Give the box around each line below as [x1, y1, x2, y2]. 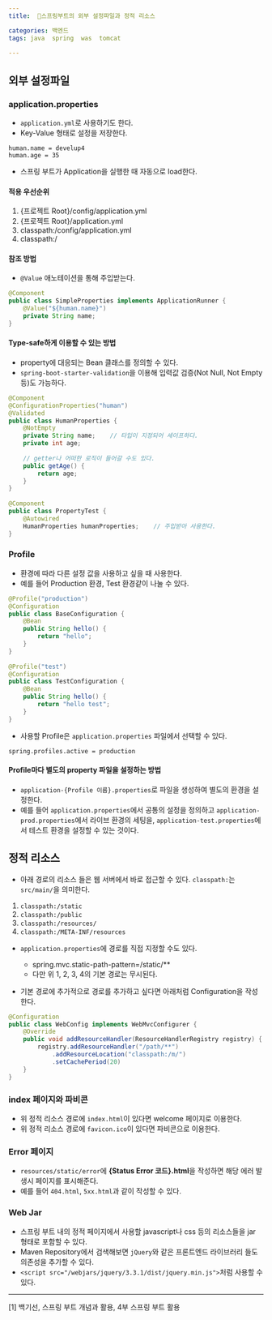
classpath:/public [19, 911, 83, 919]
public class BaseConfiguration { [8, 610, 125, 618]
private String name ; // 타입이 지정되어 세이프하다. [23, 431, 198, 440]
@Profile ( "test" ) [8, 662, 67, 671]
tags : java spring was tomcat [8, 34, 121, 42]
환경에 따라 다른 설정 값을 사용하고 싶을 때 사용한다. [19, 568, 182, 578]
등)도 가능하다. [19, 378, 67, 388]
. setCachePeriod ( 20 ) [51, 1057, 121, 1066]
